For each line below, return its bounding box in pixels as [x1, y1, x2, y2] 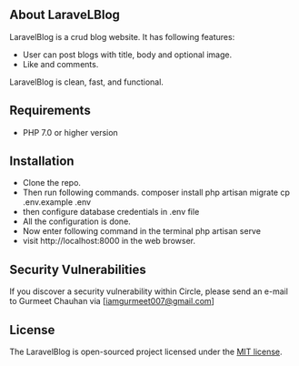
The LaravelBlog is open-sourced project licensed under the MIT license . [9, 346, 284, 358]
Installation [9, 154, 75, 169]
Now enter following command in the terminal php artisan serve [22, 226, 262, 237]
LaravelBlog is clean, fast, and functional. [9, 76, 164, 87]
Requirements [9, 103, 91, 118]
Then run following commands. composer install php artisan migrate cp [22, 187, 291, 198]
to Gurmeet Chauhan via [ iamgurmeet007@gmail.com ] [9, 296, 215, 307]
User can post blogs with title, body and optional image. [22, 49, 233, 60]
